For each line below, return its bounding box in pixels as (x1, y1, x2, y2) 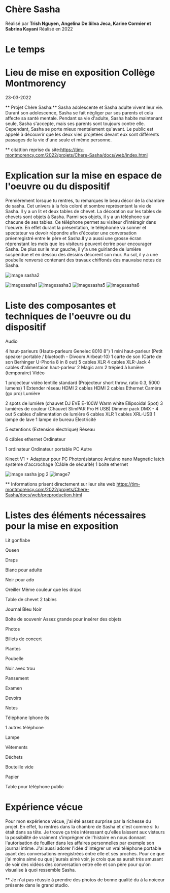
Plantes (5, 645, 21, 651)
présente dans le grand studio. (5, 882, 70, 888)
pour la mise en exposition (5, 520, 119, 532)
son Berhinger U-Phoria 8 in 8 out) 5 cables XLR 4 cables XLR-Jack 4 (5, 359, 151, 365)
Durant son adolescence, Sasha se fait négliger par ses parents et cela (5, 110, 153, 116)
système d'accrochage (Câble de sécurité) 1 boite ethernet (5, 461, 128, 467)
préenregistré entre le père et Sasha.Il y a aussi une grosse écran (5, 235, 142, 241)
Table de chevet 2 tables (5, 596, 57, 602)
